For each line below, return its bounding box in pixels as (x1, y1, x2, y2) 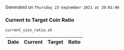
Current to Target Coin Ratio (5, 16, 75, 23)
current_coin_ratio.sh (5, 28, 52, 33)
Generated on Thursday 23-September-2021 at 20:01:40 (5, 4, 120, 10)
